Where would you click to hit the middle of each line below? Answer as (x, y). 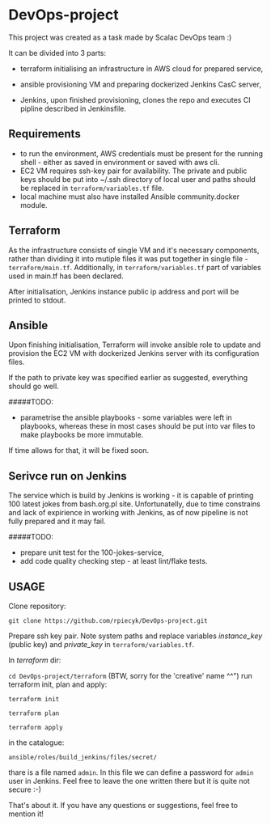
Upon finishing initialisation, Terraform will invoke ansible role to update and (135, 345)
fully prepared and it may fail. (57, 521)
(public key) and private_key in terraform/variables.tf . (102, 644)
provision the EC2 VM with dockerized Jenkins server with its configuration (134, 353)
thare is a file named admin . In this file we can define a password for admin (131, 772)
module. (34, 205)
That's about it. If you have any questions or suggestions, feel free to (123, 805)
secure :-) (25, 789)
